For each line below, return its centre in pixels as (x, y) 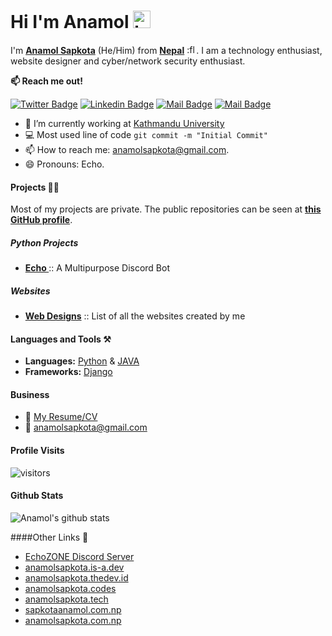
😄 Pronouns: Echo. (64, 164)
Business (30, 394)
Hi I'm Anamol (70, 22)
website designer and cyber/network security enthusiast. (128, 61)
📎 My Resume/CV (61, 417)
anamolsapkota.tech (66, 599)
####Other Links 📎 (49, 537)
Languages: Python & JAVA (82, 361)
